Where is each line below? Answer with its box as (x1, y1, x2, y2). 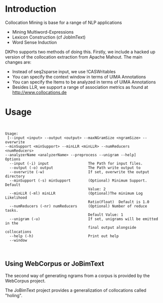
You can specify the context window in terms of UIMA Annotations (12, 74, 146, 80)
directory (5, 174, 25, 179)
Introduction (5, 3, 57, 15)
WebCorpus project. (5, 278, 46, 283)
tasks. (5, 208, 19, 213)
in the (5, 221, 19, 225)
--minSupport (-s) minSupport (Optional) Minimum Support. (9, 178, 147, 183)
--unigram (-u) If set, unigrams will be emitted (9, 216, 159, 222)
